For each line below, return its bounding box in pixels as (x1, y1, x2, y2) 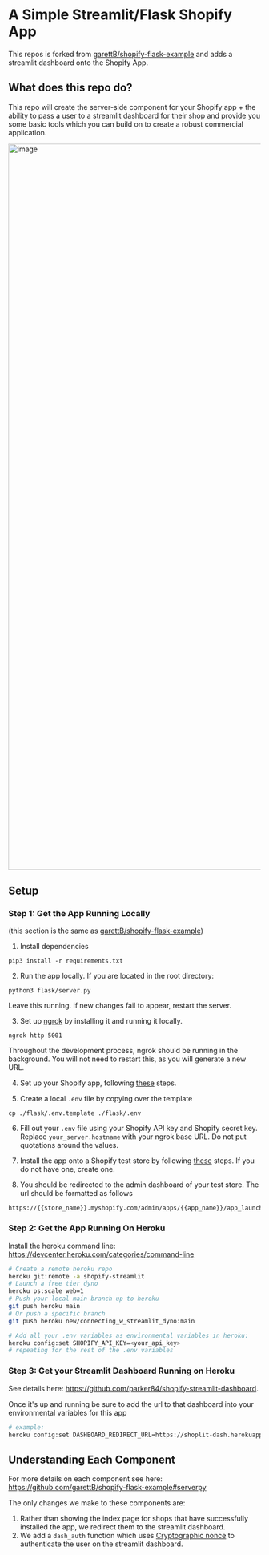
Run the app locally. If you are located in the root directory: (19, 971, 215, 981)
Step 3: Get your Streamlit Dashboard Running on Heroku (8, 1365, 235, 1376)
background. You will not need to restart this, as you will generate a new (8, 1054, 247, 1064)
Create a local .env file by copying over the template (19, 1094, 193, 1104)
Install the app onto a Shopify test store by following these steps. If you (19, 1156, 255, 1165)
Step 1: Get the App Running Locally (8, 908, 151, 919)
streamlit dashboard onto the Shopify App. (8, 58, 149, 67)
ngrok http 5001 (8, 1032, 62, 1040)
